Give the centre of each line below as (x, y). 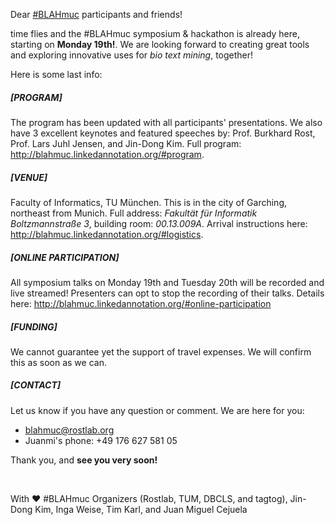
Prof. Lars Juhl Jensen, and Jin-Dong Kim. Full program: (126, 143)
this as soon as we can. (58, 362)
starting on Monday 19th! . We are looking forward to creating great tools (160, 44)
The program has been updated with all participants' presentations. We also (166, 122)
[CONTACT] (36, 385)
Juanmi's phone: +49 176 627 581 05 (101, 440)
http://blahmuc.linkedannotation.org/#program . (107, 154)
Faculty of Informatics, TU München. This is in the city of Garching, (149, 202)
